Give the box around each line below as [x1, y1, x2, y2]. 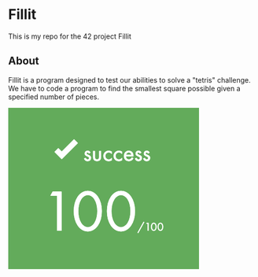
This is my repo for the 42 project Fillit [8, 31, 132, 41]
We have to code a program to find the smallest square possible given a [8, 83, 241, 93]
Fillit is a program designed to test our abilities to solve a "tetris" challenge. [8, 75, 252, 84]
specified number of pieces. [8, 92, 100, 102]
